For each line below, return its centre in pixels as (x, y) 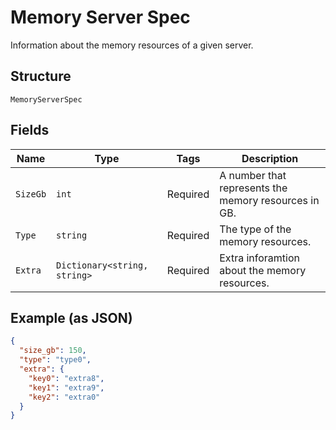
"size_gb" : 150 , (53, 351)
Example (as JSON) (71, 317)
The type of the (255, 229)
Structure (41, 76)
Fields (30, 130)
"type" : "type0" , (55, 360)
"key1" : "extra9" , (66, 387)
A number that (253, 175)
